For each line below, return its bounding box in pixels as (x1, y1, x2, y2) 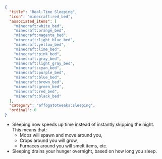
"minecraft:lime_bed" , (14, 47, 62, 52)
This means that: (12, 127, 47, 133)
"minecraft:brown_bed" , (14, 79, 64, 85)
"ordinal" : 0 (9, 108, 37, 113)
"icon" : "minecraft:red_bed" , (9, 14, 73, 19)
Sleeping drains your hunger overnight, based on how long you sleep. (12, 148, 157, 154)
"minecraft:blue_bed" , (14, 75, 62, 80)
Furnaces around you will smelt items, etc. (19, 143, 108, 148)
